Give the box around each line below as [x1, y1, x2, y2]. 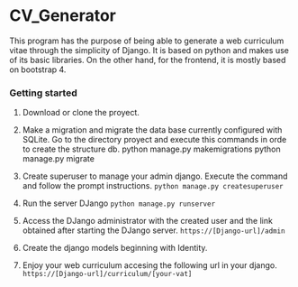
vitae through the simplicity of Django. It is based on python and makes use [9, 44, 290, 55]
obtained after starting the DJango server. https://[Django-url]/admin [22, 225, 285, 236]
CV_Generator [9, 5, 117, 26]
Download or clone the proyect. [22, 107, 140, 118]
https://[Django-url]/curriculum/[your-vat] [22, 270, 193, 279]
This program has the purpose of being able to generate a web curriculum [9, 35, 284, 46]
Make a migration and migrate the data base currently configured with [22, 125, 283, 135]
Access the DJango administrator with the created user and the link [22, 216, 273, 227]
